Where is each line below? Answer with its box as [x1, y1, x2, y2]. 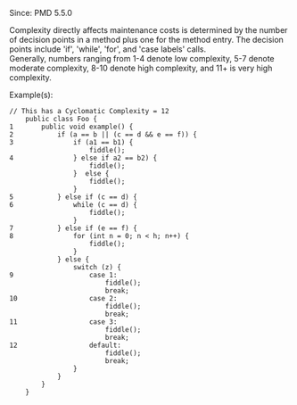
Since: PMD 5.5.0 [9, 8, 73, 18]
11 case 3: [9, 318, 118, 326]
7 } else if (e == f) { [9, 224, 138, 233]
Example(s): [9, 89, 54, 100]
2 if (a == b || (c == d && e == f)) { [9, 130, 198, 139]
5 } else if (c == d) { [9, 193, 138, 202]
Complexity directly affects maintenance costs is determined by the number [9, 25, 288, 35]
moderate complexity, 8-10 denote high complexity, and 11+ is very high [9, 62, 273, 73]
